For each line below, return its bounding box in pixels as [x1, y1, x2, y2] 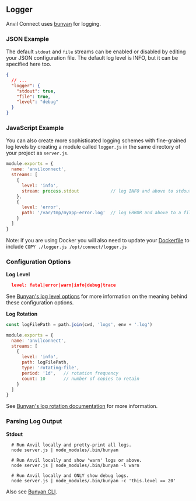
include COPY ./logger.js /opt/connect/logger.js [6, 243, 127, 250]
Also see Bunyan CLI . [6, 488, 57, 495]
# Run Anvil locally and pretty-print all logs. [11, 442, 132, 448]
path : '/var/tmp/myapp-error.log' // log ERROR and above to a [21, 210, 181, 216]
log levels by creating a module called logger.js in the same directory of [6, 143, 181, 150]
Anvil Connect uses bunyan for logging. [6, 20, 101, 27]
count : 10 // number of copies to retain [21, 376, 140, 382]
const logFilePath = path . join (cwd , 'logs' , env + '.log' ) [6, 321, 153, 327]
